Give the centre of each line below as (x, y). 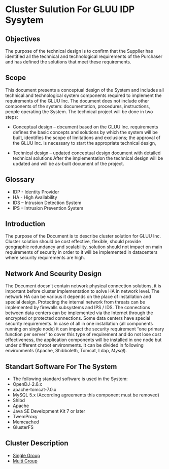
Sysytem (25, 20)
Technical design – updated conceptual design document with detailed (87, 153)
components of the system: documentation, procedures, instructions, (78, 106)
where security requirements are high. (45, 258)
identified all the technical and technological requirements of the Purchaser (84, 56)
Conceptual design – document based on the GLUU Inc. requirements (85, 127)
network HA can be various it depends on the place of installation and (78, 297)
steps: (12, 117)
